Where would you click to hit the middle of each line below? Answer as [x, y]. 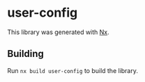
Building [25, 54]
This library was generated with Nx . [58, 32]
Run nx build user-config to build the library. [72, 70]
